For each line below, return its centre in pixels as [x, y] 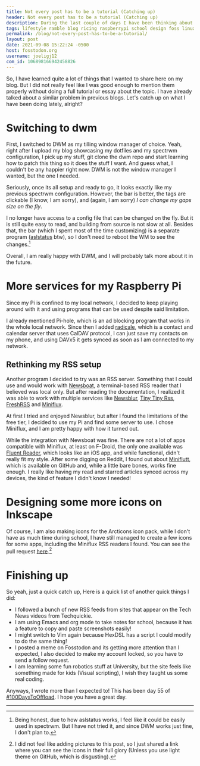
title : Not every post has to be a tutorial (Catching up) [81, 12]
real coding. [29, 679]
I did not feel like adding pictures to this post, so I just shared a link [96, 744]
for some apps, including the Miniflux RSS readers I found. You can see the [98, 544]
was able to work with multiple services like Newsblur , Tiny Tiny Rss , [90, 398]
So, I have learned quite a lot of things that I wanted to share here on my [95, 79]
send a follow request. [42, 660]
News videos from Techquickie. [54, 616]
